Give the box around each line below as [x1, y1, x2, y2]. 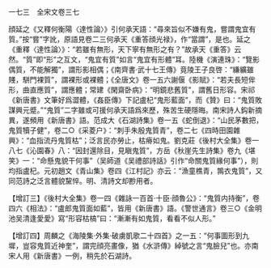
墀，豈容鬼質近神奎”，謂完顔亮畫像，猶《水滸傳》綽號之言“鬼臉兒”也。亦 [8, 241, 252, 250]
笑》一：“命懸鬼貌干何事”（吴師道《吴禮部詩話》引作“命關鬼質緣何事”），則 [8, 156, 259, 165]
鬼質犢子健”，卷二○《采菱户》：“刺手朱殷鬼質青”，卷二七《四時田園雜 [8, 125, 241, 135]
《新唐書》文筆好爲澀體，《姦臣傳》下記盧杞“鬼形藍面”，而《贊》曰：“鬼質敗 [8, 96, 263, 104]
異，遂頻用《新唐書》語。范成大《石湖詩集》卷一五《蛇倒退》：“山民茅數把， [8, 116, 264, 125]
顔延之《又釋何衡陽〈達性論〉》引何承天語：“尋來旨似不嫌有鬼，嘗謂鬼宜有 [8, 24, 256, 34]
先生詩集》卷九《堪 [191, 146, 256, 155]
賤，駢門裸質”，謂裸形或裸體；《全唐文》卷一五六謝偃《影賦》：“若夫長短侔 [8, 75, 256, 84]
